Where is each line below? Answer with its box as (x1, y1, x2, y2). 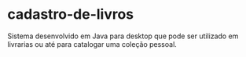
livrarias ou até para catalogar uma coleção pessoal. (7, 39, 178, 48)
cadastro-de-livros (7, 5, 134, 23)
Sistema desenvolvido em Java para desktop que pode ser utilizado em (7, 31, 239, 41)
